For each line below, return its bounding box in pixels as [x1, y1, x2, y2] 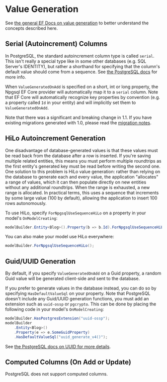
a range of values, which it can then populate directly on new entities [5, 179, 147, 185]
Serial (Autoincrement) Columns [5, 40, 108, 48]
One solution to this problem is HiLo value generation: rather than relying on [5, 168, 161, 175]
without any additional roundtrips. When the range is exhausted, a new [5, 184, 150, 190]
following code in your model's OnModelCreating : [5, 306, 104, 312]
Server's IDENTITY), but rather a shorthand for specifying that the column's [5, 63, 160, 69]
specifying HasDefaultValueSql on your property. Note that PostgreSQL [5, 290, 151, 296]
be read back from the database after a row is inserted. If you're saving [5, 153, 151, 159]
